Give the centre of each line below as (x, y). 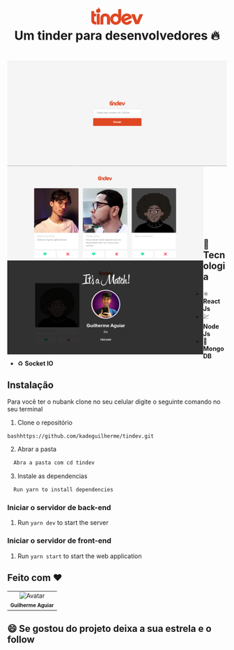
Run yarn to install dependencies (63, 490)
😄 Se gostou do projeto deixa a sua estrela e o (109, 629)
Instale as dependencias (52, 476)
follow (21, 640)
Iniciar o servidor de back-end (59, 508)
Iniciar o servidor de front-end (59, 541)
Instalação (31, 385)
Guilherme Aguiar (32, 605)
